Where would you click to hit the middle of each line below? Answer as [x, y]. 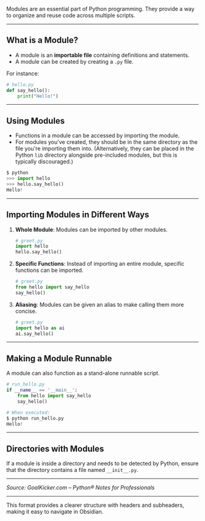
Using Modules [36, 121]
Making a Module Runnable [59, 358]
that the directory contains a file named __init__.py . [72, 470]
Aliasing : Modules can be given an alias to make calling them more [99, 304]
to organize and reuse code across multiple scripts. [71, 15]
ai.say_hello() [34, 334]
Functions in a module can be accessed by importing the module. [97, 136]
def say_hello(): [28, 90]
